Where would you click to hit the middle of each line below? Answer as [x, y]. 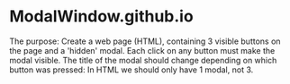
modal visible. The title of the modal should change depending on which [143, 60]
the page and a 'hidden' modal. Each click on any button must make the [142, 50]
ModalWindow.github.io [101, 17]
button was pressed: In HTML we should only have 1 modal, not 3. [131, 70]
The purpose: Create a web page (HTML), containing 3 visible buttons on [145, 41]
